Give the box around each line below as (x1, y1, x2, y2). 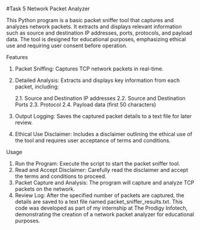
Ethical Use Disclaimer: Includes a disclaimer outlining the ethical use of (14, 131, 193, 137)
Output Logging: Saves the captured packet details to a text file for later (14, 113, 192, 119)
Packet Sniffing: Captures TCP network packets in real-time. (14, 65, 163, 72)
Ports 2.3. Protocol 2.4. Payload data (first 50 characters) (14, 101, 157, 108)
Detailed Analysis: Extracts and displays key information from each (14, 77, 180, 84)
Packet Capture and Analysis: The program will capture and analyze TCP (14, 179, 195, 186)
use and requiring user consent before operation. (6, 42, 128, 49)
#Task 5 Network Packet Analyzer (6, 5, 90, 12)
